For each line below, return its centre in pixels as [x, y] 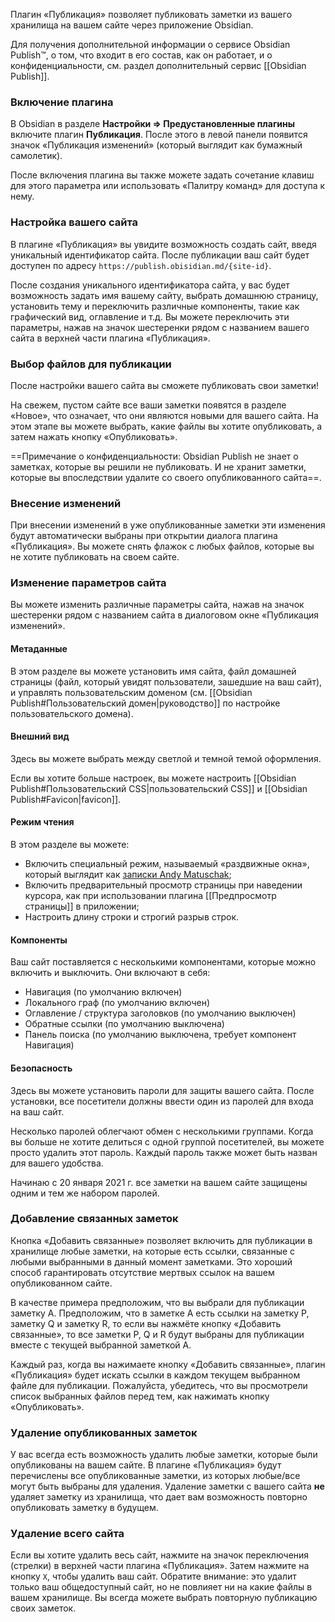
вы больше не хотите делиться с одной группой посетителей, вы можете [167, 1141]
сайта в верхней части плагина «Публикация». [110, 338]
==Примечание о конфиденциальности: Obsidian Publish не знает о [154, 456]
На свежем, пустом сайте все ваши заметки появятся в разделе [148, 405]
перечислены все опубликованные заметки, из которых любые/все [155, 1476]
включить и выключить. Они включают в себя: [110, 973]
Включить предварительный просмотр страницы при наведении [163, 885]
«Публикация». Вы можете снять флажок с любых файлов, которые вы [162, 546]
